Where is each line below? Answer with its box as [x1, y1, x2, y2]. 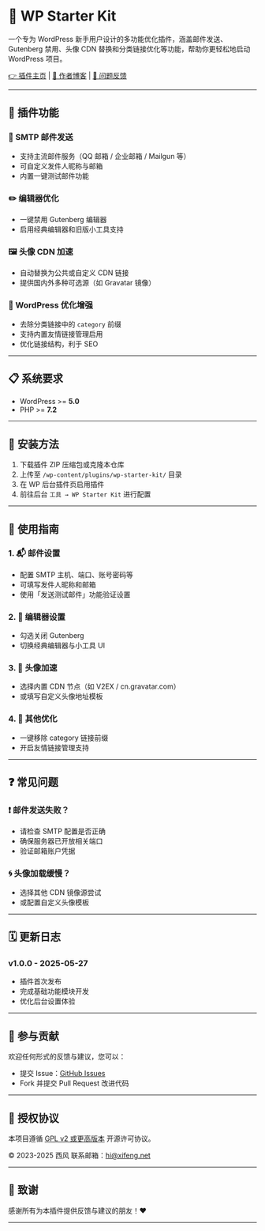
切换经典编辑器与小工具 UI [19, 640, 105, 651]
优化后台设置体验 [19, 996, 76, 1006]
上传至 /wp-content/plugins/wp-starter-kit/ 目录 [19, 470, 183, 479]
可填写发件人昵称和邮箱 [19, 580, 96, 589]
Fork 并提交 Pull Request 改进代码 [19, 1078, 129, 1088]
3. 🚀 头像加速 [8, 663, 58, 674]
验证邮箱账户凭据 [19, 846, 76, 856]
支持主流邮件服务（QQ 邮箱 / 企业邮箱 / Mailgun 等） [19, 151, 191, 160]
